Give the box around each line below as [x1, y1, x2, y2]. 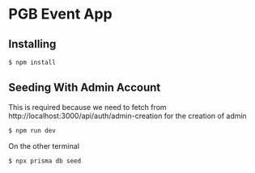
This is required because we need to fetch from [8, 102, 168, 112]
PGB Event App [8, 5, 113, 23]
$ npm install [8, 58, 57, 66]
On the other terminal [8, 141, 79, 150]
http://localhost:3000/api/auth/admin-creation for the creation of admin [8, 111, 247, 120]
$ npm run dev [8, 126, 57, 134]
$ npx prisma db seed [8, 157, 82, 165]
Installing [8, 37, 57, 51]
